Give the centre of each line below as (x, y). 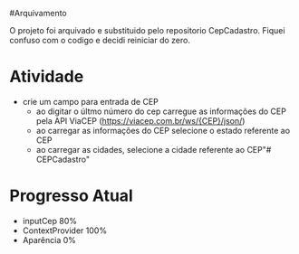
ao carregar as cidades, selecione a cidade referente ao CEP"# (154, 149)
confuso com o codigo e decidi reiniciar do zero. (100, 40)
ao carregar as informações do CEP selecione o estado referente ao (163, 130)
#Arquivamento (39, 13)
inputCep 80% (50, 221)
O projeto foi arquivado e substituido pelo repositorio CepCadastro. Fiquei (147, 30)
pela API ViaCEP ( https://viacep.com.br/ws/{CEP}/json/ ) (140, 120)
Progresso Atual (71, 196)
